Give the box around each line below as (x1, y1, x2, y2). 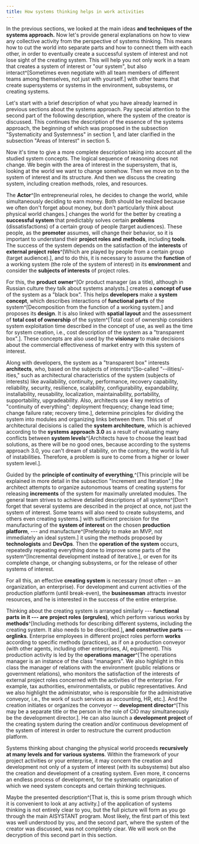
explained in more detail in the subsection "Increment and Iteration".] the (6, 477, 184, 484)
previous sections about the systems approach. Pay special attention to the (6, 105, 190, 112)
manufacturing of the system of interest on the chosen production (6, 521, 171, 529)
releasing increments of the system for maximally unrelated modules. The (6, 489, 187, 497)
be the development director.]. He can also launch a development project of (6, 714, 193, 721)
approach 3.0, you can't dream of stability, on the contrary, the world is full (6, 447, 189, 454)
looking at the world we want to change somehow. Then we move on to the (6, 167, 190, 175)
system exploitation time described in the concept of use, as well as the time (6, 322, 193, 329)
